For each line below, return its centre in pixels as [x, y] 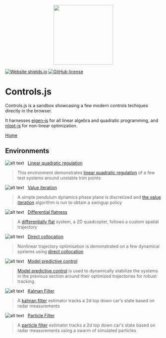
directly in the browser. [28, 111]
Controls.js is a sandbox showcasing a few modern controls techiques [77, 105]
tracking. [26, 281]
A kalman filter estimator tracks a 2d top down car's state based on [86, 300]
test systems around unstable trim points [59, 178]
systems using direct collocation [50, 252]
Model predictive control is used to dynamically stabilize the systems [88, 270]
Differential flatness [48, 212]
